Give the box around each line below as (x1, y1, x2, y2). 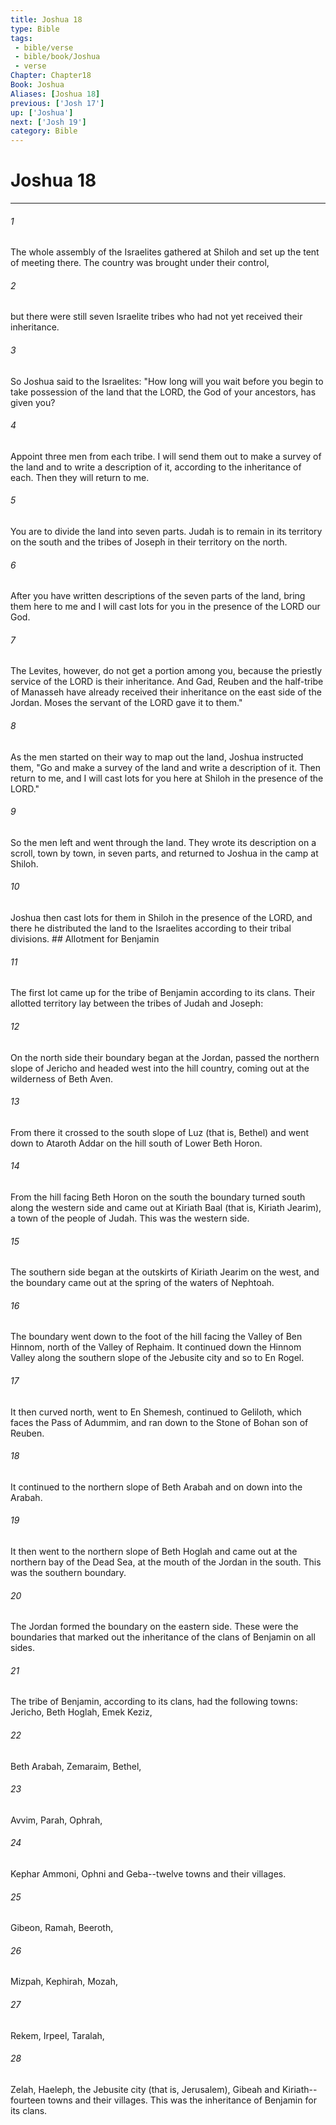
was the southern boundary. (10, 1566, 127, 1578)
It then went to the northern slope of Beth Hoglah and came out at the (10, 1545, 298, 1557)
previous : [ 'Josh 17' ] (10, 98, 105, 108)
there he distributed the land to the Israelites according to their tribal (10, 922, 292, 935)
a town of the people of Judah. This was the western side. (10, 1212, 250, 1224)
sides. (10, 1642, 35, 1654)
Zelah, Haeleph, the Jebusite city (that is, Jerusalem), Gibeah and (10, 2083, 281, 2095)
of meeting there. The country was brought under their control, (10, 257, 270, 269)
